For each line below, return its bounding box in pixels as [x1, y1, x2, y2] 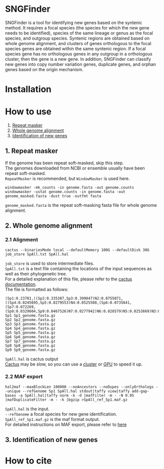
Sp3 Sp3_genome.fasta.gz [5, 321, 56, 326]
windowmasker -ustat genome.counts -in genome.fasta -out [5, 189, 125, 194]
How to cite [5, 455, 52, 467]
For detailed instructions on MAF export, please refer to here [5, 421, 127, 427]
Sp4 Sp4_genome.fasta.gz [5, 326, 56, 331]
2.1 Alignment [5, 236, 38, 243]
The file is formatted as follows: [5, 286, 68, 292]
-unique [5, 389, 21, 394]
